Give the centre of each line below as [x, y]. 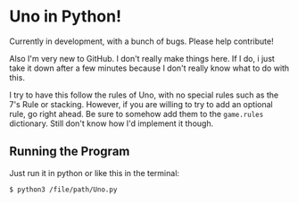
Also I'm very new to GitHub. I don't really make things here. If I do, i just [142, 58]
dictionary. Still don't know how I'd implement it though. [112, 123]
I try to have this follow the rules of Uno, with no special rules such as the [144, 95]
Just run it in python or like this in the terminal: [95, 173]
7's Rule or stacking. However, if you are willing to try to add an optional [141, 104]
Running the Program [70, 152]
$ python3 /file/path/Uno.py [63, 190]
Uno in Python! [66, 17]
